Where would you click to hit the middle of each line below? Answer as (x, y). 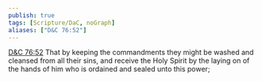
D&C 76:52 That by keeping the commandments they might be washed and (131, 53)
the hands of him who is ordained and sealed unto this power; (109, 69)
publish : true (32, 15)
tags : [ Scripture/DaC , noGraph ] (62, 23)
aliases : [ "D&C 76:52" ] (48, 30)
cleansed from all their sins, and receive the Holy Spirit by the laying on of (129, 61)
